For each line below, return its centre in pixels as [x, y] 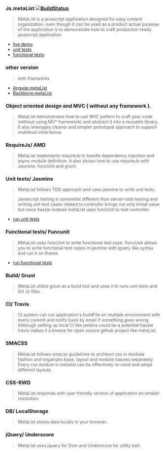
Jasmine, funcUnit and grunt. [47, 166]
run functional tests [32, 262]
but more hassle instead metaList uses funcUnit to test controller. [84, 210]
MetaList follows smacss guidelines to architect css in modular [81, 354]
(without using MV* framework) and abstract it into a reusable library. [88, 122]
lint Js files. [29, 291]
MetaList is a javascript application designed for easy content [80, 19]
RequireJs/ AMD [26, 145]
